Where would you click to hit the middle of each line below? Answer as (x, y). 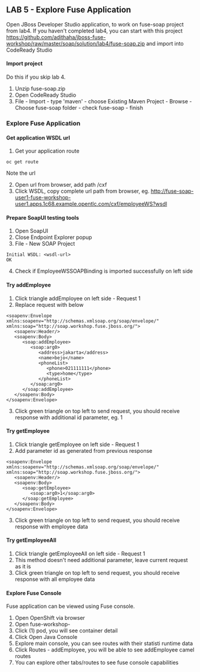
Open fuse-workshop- (43, 625)
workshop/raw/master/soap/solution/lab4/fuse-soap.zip (76, 43)
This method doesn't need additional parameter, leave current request (101, 560)
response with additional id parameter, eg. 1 (69, 417)
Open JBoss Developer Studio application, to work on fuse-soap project (95, 24)
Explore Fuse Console (34, 593)
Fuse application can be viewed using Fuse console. (71, 607)
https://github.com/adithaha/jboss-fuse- (56, 37)
